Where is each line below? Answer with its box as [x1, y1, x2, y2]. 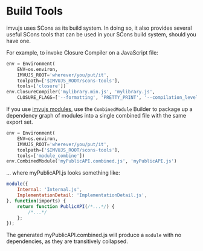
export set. [6, 118, 33, 125]
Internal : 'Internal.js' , [17, 187, 83, 193]
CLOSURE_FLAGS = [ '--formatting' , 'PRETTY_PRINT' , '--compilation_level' [17, 95, 201, 101]
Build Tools [6, 4, 63, 18]
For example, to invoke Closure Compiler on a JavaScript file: [6, 49, 158, 56]
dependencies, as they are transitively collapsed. [6, 238, 128, 245]
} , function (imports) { [6, 198, 66, 204]
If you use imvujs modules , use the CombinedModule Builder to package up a [6, 105, 193, 113]
